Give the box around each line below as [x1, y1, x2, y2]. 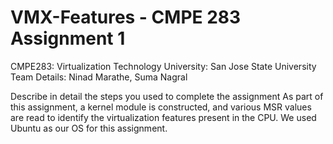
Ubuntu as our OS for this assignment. [10, 122, 168, 134]
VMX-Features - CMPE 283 [10, 6, 242, 29]
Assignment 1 [10, 27, 126, 50]
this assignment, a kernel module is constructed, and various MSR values [10, 101, 312, 113]
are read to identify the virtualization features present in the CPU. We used [10, 111, 317, 123]
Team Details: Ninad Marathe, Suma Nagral [10, 71, 188, 83]
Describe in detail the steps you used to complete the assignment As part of [10, 90, 324, 102]
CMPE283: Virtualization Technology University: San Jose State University [10, 60, 317, 72]
